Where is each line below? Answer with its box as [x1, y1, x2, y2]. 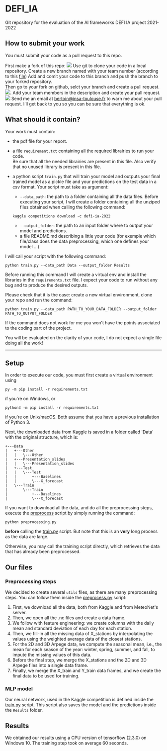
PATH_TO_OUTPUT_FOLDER [5, 311, 52, 316]
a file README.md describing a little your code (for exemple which [19, 233, 156, 239]
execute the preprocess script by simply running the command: [5, 510, 135, 516]
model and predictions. [19, 227, 67, 234]
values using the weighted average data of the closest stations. [12, 636, 142, 642]
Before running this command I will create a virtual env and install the [5, 272, 147, 278]
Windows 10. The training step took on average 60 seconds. [5, 740, 128, 746]
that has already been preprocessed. [5, 549, 81, 555]
